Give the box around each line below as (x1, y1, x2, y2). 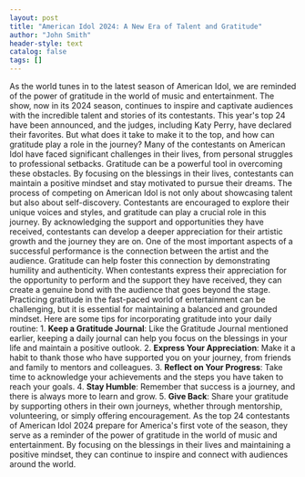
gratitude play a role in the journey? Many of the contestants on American (9, 139, 286, 150)
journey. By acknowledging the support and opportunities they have (9, 216, 264, 227)
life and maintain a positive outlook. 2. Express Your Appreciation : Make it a (9, 343, 296, 353)
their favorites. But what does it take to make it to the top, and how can (9, 130, 275, 140)
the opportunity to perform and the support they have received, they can (9, 275, 282, 285)
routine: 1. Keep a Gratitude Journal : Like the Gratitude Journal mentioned (9, 323, 289, 334)
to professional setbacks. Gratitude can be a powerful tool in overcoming (9, 159, 283, 169)
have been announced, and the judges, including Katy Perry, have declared (9, 119, 292, 130)
